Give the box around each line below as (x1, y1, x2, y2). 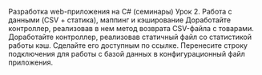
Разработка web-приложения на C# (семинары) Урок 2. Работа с (8, 7, 232, 16)
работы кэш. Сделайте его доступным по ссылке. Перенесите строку (8, 41, 248, 50)
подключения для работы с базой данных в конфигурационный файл (8, 49, 246, 58)
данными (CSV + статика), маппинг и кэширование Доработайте (8, 15, 231, 25)
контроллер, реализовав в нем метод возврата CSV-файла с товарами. (8, 24, 254, 33)
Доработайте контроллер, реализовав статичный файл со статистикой (8, 32, 252, 41)
